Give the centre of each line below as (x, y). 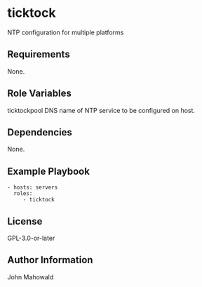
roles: (23, 194)
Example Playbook (48, 171)
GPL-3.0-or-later (31, 238)
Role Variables (39, 94)
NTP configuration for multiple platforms (66, 32)
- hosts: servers (33, 187)
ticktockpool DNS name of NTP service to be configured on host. (101, 110)
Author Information (50, 260)
